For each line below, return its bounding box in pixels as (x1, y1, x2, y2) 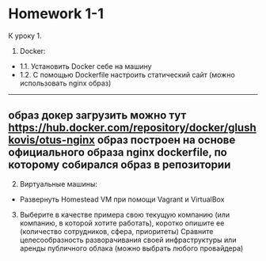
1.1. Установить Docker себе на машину (19, 61, 152, 71)
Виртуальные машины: (19, 179, 97, 188)
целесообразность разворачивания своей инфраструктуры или (19, 235, 237, 244)
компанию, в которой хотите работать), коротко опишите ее (19, 218, 225, 228)
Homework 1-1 (8, 5, 104, 23)
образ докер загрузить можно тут (8, 108, 187, 123)
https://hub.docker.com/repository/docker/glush (8, 121, 257, 134)
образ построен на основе (97, 134, 236, 147)
